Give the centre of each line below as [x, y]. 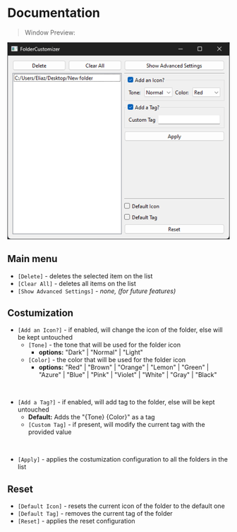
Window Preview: [50, 32]
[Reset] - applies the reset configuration [76, 521]
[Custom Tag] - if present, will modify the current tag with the [117, 425]
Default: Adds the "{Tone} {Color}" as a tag [91, 417]
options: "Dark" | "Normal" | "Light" [91, 352]
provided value [50, 432]
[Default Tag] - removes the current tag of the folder [95, 514]
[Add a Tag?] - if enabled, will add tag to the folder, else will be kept [116, 402]
